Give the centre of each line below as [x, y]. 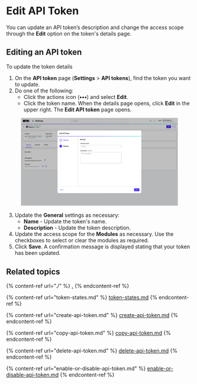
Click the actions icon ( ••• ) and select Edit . [76, 97]
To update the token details [39, 66]
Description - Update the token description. [77, 228]
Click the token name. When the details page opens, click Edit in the [107, 103]
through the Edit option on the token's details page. [69, 33]
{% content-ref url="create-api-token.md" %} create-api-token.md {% [92, 315]
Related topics [33, 272]
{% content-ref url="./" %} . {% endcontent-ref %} [68, 286]
